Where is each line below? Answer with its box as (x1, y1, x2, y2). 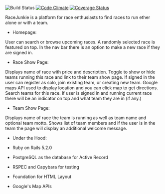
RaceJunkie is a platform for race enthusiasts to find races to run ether (5, 14, 151, 20)
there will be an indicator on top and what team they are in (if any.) (5, 95, 142, 101)
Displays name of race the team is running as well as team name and (5, 115, 147, 121)
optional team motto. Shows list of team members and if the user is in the (5, 120, 156, 126)
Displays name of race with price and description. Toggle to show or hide (5, 69, 156, 75)
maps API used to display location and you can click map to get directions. (5, 85, 158, 91)
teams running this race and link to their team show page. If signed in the (5, 74, 156, 80)
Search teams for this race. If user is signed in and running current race (5, 90, 152, 96)
